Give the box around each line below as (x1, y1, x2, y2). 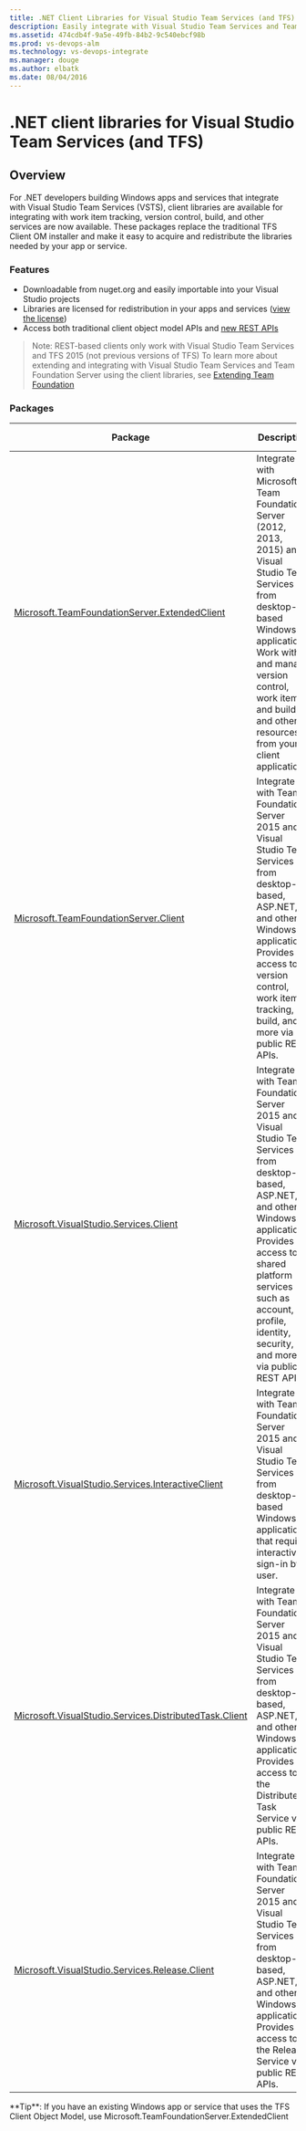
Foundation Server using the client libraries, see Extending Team (31, 370, 275, 381)
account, (256, 1303, 294, 1316)
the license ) (22, 313, 67, 324)
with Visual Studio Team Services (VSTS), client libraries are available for (9, 202, 284, 213)
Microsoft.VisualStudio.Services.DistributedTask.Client (14, 1709, 248, 1722)
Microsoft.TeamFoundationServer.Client (14, 912, 185, 924)
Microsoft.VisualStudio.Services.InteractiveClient (14, 1478, 223, 1490)
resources (256, 726, 300, 739)
